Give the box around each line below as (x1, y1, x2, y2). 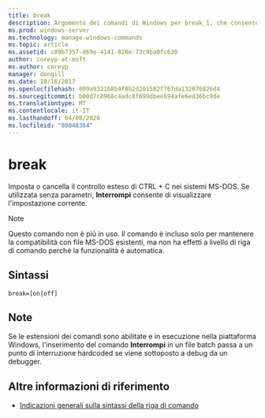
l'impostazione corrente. (8, 198, 88, 207)
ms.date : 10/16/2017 (8, 77, 77, 85)
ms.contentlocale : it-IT (8, 107, 90, 115)
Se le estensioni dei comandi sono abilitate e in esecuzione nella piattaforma (8, 332, 256, 341)
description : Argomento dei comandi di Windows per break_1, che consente (8, 19, 259, 27)
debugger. (8, 356, 42, 367)
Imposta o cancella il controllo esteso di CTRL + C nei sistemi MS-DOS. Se (8, 181, 250, 191)
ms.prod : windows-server (8, 26, 90, 34)
